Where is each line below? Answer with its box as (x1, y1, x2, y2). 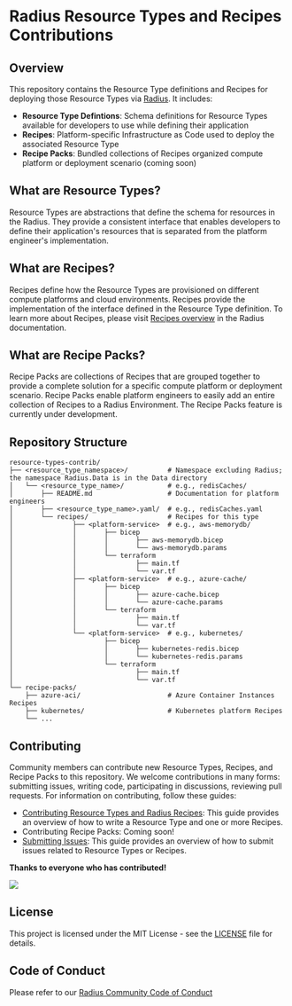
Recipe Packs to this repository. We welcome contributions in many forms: (9, 772, 280, 782)
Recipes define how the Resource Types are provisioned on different (9, 284, 259, 295)
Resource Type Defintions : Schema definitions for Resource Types (21, 111, 268, 121)
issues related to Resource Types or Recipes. (21, 845, 188, 856)
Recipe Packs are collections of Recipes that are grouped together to (9, 371, 261, 382)
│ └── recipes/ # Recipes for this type (9, 513, 259, 522)
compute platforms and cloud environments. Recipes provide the (9, 294, 246, 304)
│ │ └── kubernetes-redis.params (9, 652, 243, 662)
